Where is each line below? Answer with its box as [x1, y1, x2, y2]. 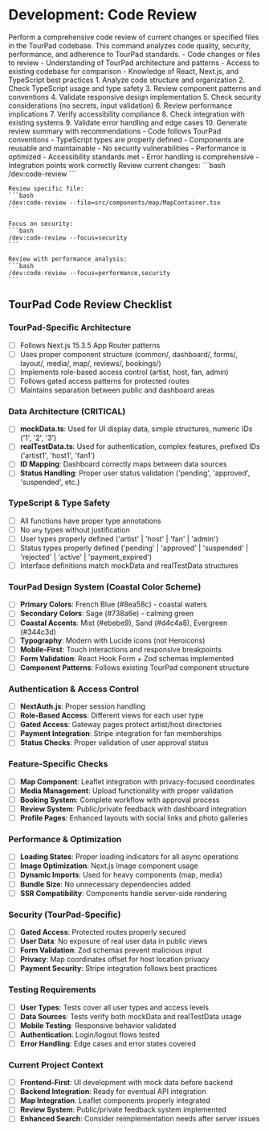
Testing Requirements [8, 984, 96, 995]
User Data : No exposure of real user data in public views [19, 936, 208, 946]
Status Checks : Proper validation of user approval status [19, 738, 209, 747]
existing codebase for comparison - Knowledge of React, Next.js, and [8, 66, 239, 76]
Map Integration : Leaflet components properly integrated [19, 1096, 210, 1105]
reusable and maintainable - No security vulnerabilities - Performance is [8, 143, 247, 153]
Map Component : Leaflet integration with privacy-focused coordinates [19, 776, 255, 786]
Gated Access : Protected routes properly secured [19, 927, 186, 936]
